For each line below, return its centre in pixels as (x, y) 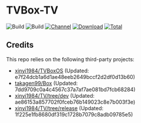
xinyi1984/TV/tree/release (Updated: (59, 108)
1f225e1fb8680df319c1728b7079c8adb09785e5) (74, 114)
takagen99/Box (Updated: (46, 83)
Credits (20, 45)
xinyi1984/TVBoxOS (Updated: (52, 71)
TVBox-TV (32, 10)
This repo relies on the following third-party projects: (70, 59)
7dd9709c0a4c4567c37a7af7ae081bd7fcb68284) (75, 89)
